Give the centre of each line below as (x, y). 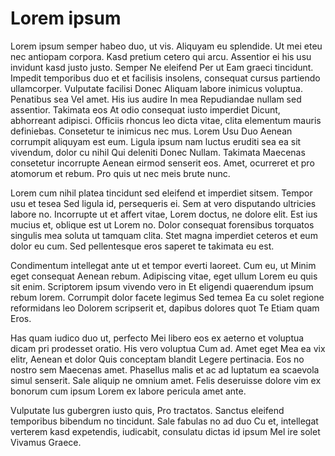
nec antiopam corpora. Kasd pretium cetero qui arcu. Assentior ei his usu (161, 56)
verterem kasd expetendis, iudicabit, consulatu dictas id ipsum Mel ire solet (165, 431)
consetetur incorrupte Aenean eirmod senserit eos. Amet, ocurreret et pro (162, 163)
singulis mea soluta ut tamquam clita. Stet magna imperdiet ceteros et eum (164, 235)
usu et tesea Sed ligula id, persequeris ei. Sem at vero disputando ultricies (163, 203)
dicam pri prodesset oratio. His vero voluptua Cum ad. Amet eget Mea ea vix (168, 348)
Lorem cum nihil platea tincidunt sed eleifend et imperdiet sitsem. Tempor (161, 193)
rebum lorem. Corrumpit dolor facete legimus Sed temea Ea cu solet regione (167, 297)
